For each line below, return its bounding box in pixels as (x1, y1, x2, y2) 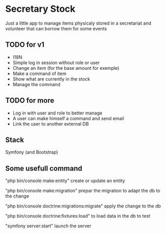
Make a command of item (12, 70, 66, 76)
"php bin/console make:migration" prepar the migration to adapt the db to (5, 188, 160, 194)
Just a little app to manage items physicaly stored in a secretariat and (5, 20, 152, 26)
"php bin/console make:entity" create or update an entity (5, 178, 125, 184)
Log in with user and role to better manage (12, 110, 103, 116)
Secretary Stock (5, 3, 76, 15)
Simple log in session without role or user (12, 60, 100, 66)
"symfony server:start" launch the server (5, 223, 91, 229)
